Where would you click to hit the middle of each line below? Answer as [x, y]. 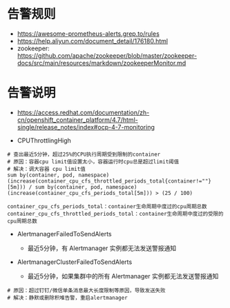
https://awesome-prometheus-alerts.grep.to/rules [88, 33]
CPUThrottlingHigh [44, 140]
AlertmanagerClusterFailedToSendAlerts [75, 262]
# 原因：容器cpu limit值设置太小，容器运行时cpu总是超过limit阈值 [93, 162]
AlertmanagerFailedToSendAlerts [64, 234]
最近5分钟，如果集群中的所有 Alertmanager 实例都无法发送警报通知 [123, 276]
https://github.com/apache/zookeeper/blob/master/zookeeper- [107, 55]
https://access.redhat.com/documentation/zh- [83, 112]
